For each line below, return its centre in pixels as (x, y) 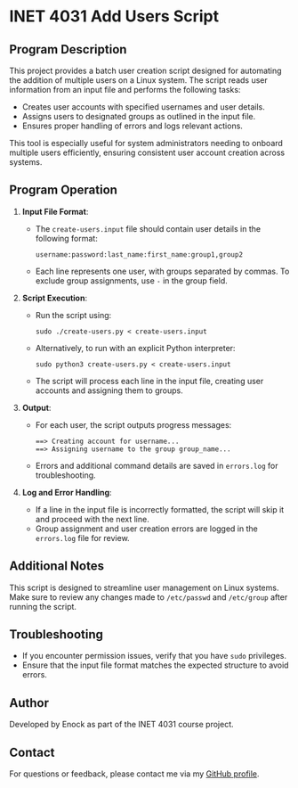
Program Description (68, 49)
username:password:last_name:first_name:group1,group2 (139, 254)
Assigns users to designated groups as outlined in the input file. (139, 116)
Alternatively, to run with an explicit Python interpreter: (135, 348)
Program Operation (64, 190)
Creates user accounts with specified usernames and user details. (143, 107)
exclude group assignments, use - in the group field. (132, 280)
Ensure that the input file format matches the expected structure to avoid (155, 665)
